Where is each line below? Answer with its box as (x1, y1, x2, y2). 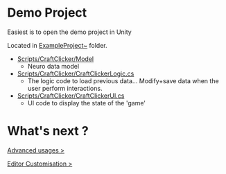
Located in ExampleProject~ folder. (7, 41, 107, 49)
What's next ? (7, 123, 89, 139)
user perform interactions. (27, 84, 103, 92)
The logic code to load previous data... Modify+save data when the (27, 76, 220, 85)
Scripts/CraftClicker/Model (17, 54, 94, 63)
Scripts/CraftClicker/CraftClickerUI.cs (17, 92, 125, 100)
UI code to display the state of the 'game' (27, 98, 146, 107)
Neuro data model (27, 62, 80, 70)
